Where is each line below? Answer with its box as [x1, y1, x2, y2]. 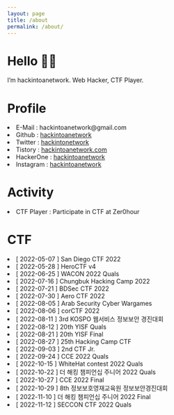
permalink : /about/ [7, 23, 64, 30]
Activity [7, 185, 54, 200]
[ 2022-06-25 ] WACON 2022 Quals [16, 270, 120, 278]
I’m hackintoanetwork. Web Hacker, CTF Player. [7, 76, 144, 84]
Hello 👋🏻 [7, 53, 57, 69]
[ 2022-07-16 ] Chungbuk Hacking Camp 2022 [16, 277, 150, 286]
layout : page [7, 10, 45, 17]
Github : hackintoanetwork [16, 131, 92, 139]
